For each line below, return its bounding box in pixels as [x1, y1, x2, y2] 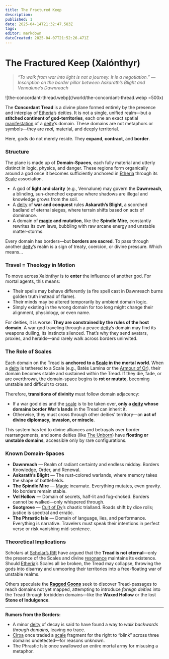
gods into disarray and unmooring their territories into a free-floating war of [5, 566, 162, 572]
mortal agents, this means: [5, 278, 60, 284]
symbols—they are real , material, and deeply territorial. [5, 126, 119, 132]
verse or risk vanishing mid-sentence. [12, 526, 92, 532]
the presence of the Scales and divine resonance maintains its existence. [5, 555, 157, 561]
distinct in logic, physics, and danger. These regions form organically [5, 165, 148, 171]
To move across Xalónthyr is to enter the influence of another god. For [5, 273, 151, 279]
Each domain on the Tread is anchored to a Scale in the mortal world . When [5, 360, 164, 366]
